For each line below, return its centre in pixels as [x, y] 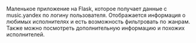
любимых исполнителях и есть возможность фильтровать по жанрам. [98, 21]
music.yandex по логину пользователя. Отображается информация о [96, 15]
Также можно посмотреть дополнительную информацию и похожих [96, 28]
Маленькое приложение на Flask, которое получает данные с [87, 9]
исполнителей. [26, 35]
